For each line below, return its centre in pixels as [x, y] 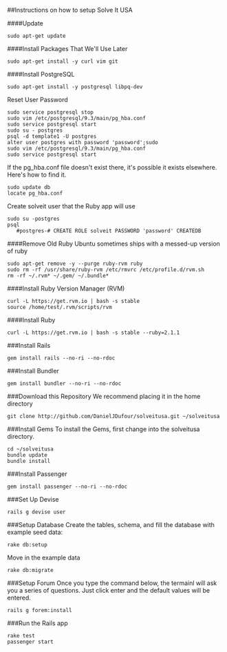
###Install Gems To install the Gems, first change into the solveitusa [104, 429]
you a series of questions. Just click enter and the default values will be [109, 590]
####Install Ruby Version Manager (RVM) [66, 288]
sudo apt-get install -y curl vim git [63, 61]
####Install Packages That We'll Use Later [67, 49]
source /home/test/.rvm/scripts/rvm [60, 307]
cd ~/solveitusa [30, 449]
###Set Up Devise [33, 499]
